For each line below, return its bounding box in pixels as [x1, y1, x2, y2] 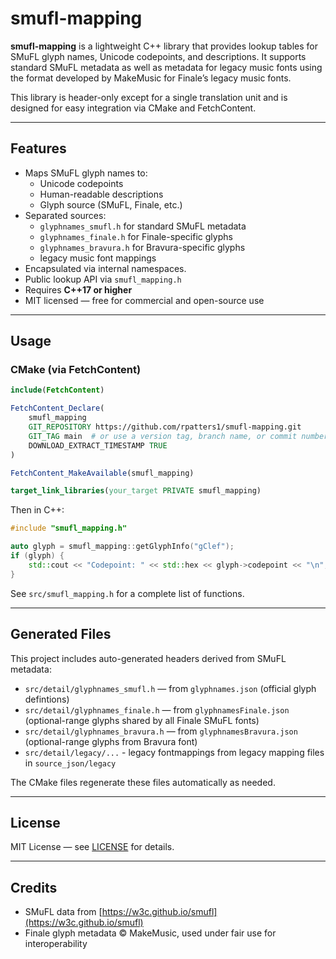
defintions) [24, 693, 70, 705]
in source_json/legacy [24, 757, 117, 769]
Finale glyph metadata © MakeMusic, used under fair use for [24, 927, 277, 939]
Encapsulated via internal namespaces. [24, 262, 187, 274]
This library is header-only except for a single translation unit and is [10, 91, 288, 103]
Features [10, 140, 67, 157]
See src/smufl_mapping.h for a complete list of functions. [10, 587, 245, 599]
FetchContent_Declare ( [10, 403, 105, 414]
